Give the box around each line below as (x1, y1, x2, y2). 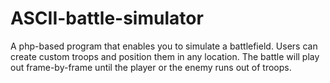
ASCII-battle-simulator (10, 7, 204, 30)
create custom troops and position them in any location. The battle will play (10, 50, 320, 62)
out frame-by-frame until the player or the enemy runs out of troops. (10, 61, 292, 73)
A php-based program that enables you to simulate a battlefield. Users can (10, 40, 318, 52)
